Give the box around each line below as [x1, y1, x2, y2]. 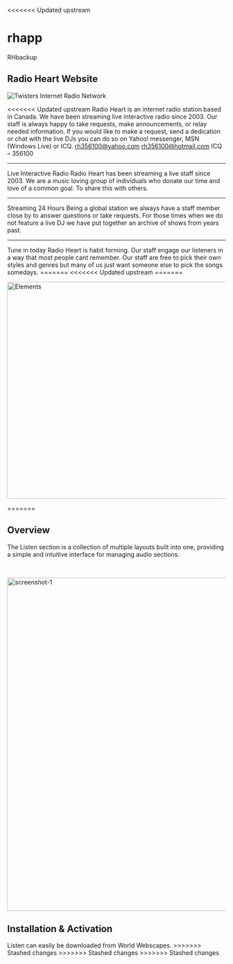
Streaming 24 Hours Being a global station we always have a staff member [7, 204, 221, 212]
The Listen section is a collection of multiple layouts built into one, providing [7, 542, 224, 551]
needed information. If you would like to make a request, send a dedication [7, 127, 221, 135]
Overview [7, 524, 51, 536]
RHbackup [7, 53, 37, 61]
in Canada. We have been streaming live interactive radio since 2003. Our [7, 112, 218, 121]
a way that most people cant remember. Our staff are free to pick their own [7, 253, 221, 261]
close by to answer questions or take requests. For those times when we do [7, 211, 223, 219]
